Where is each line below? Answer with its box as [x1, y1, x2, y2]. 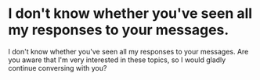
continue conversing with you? [8, 63, 107, 72]
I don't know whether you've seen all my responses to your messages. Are [8, 47, 249, 56]
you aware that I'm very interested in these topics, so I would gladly [8, 55, 226, 64]
